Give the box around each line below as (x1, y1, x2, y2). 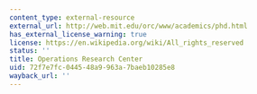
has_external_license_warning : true (9, 30, 147, 38)
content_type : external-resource (9, 13, 135, 22)
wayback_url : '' (9, 72, 70, 81)
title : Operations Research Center (9, 55, 143, 64)
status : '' (9, 47, 50, 56)
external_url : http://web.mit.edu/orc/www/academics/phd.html (9, 21, 248, 30)
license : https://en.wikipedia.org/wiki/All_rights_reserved (9, 38, 244, 47)
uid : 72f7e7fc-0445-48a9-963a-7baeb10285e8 (9, 64, 176, 73)
